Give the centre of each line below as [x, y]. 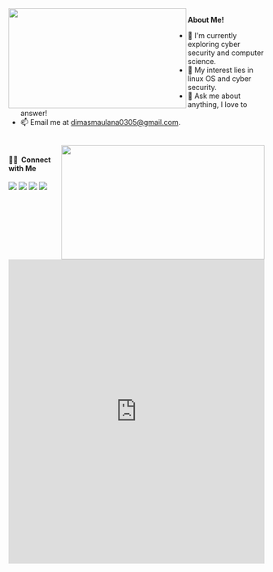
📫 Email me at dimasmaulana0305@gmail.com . [100, 122]
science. [202, 61]
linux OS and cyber [220, 79]
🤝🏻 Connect [30, 159]
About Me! [206, 20]
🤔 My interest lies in [221, 70]
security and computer [226, 53]
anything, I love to [218, 104]
